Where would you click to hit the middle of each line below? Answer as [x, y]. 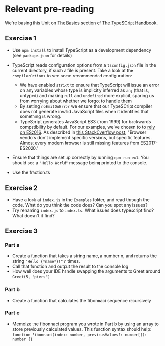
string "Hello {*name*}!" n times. [46, 261]
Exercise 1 [21, 38]
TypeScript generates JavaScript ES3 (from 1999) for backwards [85, 121]
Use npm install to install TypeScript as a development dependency [82, 50]
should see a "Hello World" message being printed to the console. [80, 163]
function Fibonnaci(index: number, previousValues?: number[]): [80, 335]
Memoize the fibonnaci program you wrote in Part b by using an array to [85, 324]
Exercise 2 [21, 188]
